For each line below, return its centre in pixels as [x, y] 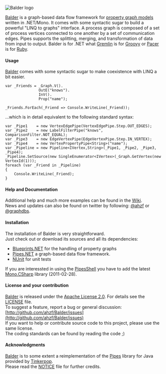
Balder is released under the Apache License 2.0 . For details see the [75, 296]
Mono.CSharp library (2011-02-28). [41, 274]
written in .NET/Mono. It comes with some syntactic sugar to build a [75, 23]
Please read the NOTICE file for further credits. [53, 367]
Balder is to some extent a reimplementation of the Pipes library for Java [79, 356]
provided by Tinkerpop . [29, 362]
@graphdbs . [18, 211]
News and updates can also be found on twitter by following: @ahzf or [77, 206]
